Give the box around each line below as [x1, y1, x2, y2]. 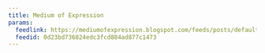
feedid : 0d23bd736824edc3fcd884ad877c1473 [15, 33, 157, 41]
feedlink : [15, 26, 47, 34]
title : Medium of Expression [8, 11, 104, 19]
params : [8, 19, 34, 26]
